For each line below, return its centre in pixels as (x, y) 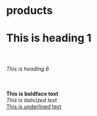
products (30, 11)
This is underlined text (34, 107)
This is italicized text (32, 100)
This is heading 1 (49, 38)
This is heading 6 (28, 69)
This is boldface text (32, 94)
